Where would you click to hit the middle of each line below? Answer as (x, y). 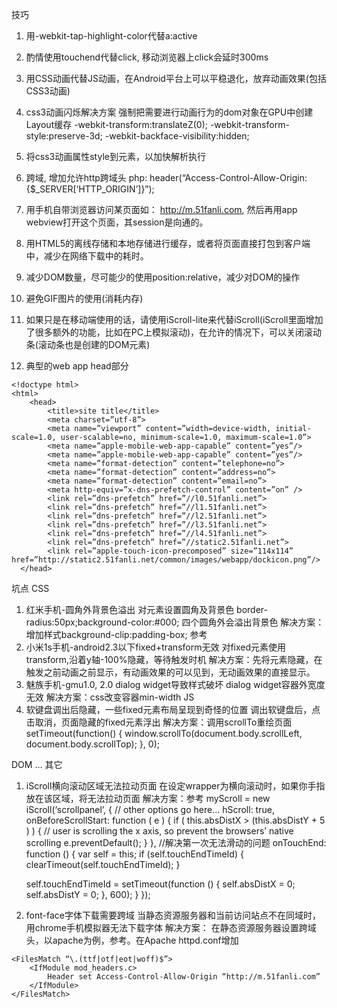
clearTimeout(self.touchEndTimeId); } (103, 864)
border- (252, 609)
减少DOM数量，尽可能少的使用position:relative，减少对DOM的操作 (163, 277)
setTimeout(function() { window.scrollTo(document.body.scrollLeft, (164, 733)
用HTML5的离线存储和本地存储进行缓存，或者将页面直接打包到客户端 (168, 243)
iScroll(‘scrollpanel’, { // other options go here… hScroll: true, (150, 809)
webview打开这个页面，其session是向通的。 (117, 222)
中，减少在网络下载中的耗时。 (87, 256)
